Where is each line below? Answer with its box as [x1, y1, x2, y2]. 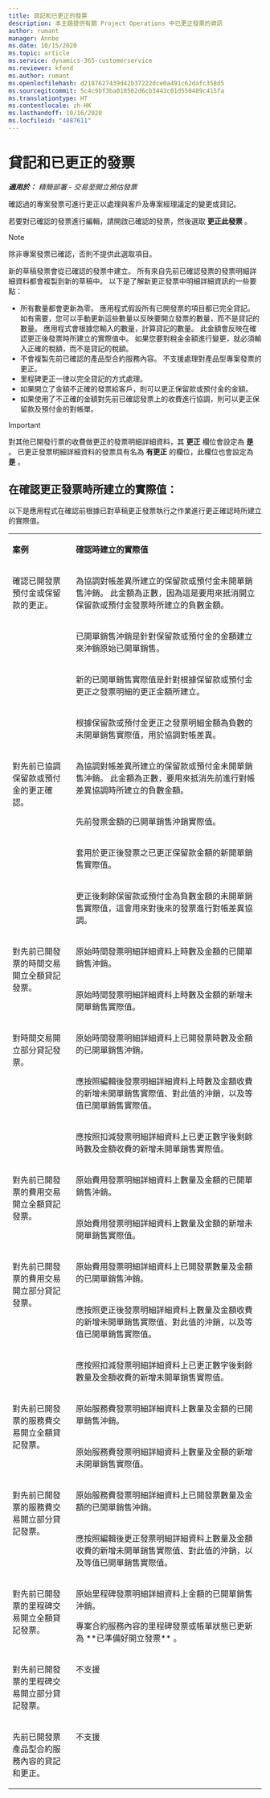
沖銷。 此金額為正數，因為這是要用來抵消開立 [84, 587, 256, 599]
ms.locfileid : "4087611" [8, 117, 92, 125]
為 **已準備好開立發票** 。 [76, 1632, 182, 1643]
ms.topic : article [8, 49, 70, 57]
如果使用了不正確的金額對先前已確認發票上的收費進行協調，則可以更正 [19, 394, 253, 404]
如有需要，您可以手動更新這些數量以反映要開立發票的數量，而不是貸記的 [19, 313, 260, 323]
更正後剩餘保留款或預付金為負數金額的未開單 [76, 890, 245, 901]
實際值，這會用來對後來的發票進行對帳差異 [84, 902, 245, 913]
